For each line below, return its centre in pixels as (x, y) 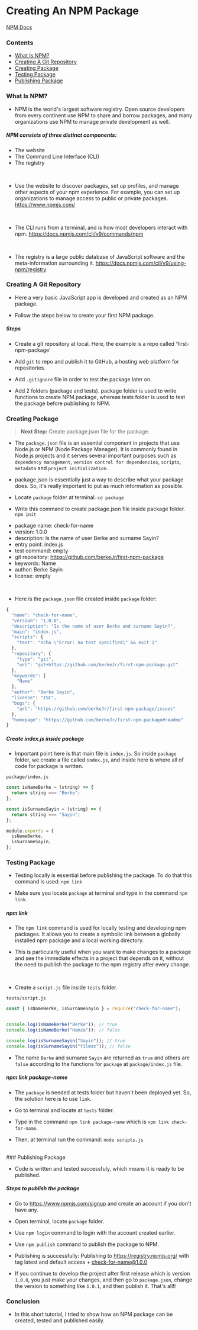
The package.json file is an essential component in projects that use (97, 443)
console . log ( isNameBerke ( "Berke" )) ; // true (62, 1025)
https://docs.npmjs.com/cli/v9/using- (141, 263)
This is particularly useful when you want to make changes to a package (103, 952)
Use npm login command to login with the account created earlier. (95, 1232)
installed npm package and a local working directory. (79, 940)
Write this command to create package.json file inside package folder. (100, 509)
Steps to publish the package (43, 1188)
